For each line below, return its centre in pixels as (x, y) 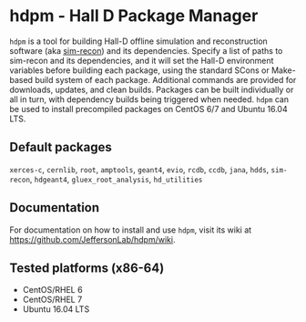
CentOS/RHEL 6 (53, 290)
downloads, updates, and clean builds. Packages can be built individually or (152, 89)
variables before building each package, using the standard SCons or (140, 70)
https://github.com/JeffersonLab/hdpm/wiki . (92, 239)
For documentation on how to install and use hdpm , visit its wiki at (131, 230)
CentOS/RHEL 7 (52, 300)
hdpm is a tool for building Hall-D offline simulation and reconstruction (139, 41)
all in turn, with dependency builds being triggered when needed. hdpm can (149, 99)
